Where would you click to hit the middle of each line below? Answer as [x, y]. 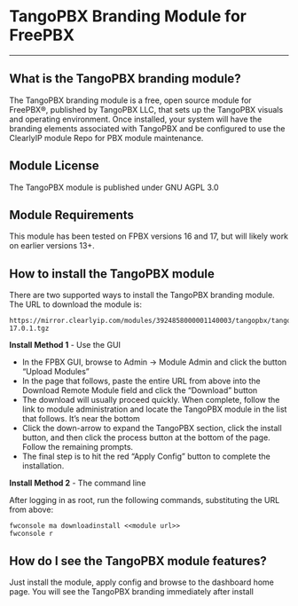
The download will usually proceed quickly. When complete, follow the [151, 400]
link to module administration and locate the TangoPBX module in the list [154, 409]
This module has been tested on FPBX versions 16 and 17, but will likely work [149, 236]
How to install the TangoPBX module [112, 274]
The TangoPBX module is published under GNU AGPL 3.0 [114, 187]
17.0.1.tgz [29, 329]
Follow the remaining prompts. [78, 447]
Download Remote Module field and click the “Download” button [140, 390]
